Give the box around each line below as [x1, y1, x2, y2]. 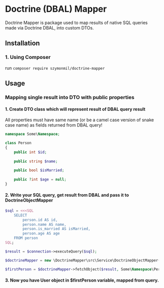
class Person [5, 141, 32, 146]
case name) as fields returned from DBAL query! [5, 122, 102, 128]
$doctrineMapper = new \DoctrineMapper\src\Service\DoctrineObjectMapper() [5, 258, 163, 263]
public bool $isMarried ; [14, 168, 64, 173]
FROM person [14, 236, 38, 241]
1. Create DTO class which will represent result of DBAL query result [5, 106, 145, 112]
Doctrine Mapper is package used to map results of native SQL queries [5, 20, 148, 26]
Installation [5, 39, 40, 48]
